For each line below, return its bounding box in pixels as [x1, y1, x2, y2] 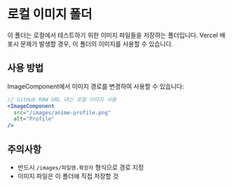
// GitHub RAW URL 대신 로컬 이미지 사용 [7, 96, 117, 103]
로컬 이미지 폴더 [7, 6, 93, 22]
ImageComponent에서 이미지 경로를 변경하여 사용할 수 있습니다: [7, 82, 184, 90]
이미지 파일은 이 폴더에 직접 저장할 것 [17, 172, 119, 180]
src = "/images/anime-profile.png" [13, 109, 111, 116]
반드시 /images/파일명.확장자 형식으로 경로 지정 [17, 162, 144, 172]
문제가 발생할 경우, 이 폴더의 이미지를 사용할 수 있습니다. [20, 39, 174, 48]
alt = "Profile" [13, 116, 55, 123]
